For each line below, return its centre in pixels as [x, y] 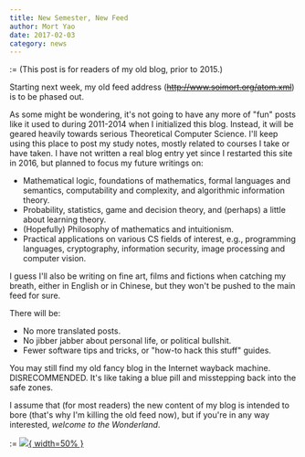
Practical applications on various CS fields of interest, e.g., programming [159, 239]
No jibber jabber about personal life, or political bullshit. [127, 341]
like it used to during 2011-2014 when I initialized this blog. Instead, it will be [152, 124]
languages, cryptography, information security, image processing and [154, 249]
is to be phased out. [47, 97]
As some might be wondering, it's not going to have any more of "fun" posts [153, 114]
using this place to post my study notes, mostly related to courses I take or [150, 143]
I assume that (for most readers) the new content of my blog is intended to [150, 405]
